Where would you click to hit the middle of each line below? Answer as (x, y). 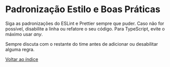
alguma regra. (20, 49)
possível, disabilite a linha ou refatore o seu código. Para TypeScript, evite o (85, 28)
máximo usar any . (24, 34)
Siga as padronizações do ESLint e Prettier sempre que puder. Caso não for (85, 23)
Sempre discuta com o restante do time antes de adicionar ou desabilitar (82, 44)
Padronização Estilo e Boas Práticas (83, 9)
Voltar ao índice (22, 59)
